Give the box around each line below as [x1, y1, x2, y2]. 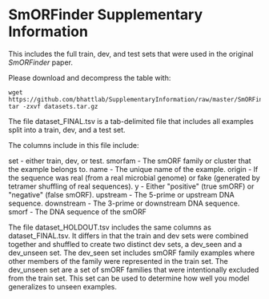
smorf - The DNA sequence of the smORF [8, 206, 147, 217]
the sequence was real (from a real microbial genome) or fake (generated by [8, 173, 260, 182]
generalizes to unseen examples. [8, 281, 118, 291]
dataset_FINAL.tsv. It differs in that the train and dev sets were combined [8, 230, 249, 241]
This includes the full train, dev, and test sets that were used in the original [8, 49, 254, 58]
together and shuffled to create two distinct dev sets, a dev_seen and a [8, 239, 243, 249]
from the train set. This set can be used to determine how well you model [8, 273, 250, 283]
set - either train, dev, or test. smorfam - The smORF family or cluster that [8, 156, 251, 165]
